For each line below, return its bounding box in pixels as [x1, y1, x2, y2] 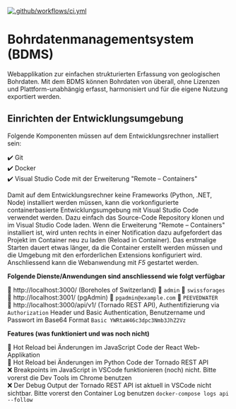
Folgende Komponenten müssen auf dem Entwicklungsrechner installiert [7, 131, 219, 140]
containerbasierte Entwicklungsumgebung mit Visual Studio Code [7, 206, 199, 214]
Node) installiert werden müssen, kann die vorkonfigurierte [7, 198, 179, 206]
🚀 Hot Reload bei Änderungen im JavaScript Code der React [7, 343, 182, 351]
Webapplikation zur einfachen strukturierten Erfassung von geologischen [7, 69, 220, 78]
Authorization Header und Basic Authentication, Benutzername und [7, 308, 206, 316]
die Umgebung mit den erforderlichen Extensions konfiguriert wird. [7, 251, 203, 259]
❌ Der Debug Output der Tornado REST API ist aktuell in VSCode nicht [7, 381, 212, 389]
